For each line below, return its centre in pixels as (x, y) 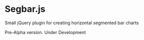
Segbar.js (25, 9)
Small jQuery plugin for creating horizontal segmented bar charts (72, 23)
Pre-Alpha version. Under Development (45, 32)
